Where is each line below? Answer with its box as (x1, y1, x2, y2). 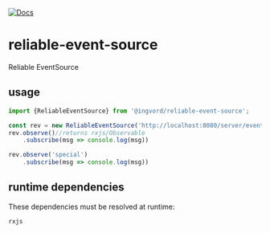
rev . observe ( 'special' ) (8, 151, 88, 159)
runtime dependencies (8, 181, 125, 194)
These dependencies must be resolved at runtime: (8, 202, 175, 211)
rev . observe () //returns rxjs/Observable (8, 129, 146, 137)
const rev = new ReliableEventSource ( (8, 121, 138, 129)
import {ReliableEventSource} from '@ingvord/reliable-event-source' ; (8, 107, 250, 115)
